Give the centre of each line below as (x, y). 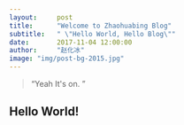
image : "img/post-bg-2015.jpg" (67, 59)
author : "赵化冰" (47, 51)
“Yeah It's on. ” (58, 84)
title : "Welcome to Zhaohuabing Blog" (91, 26)
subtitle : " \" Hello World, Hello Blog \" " (92, 34)
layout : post (41, 17)
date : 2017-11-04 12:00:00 (71, 42)
